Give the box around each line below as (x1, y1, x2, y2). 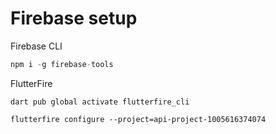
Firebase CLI (10, 40, 63, 52)
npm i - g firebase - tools (10, 59, 114, 69)
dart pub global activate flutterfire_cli (10, 97, 190, 107)
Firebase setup (10, 7, 138, 30)
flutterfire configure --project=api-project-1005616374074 (10, 114, 267, 124)
